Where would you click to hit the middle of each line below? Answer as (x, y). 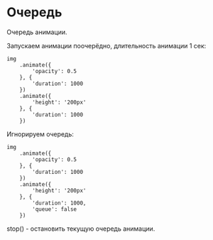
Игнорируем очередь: (40, 134)
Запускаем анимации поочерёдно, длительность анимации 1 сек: (106, 45)
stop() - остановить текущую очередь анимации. (81, 229)
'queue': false (55, 209)
